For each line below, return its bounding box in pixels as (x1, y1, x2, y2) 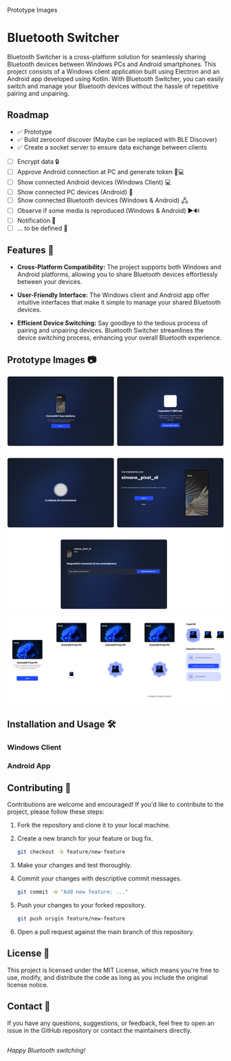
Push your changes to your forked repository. (16, 901, 146, 909)
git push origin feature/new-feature (16, 916, 126, 923)
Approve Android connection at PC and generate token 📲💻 (16, 167, 185, 176)
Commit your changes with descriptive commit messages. (16, 874, 182, 883)
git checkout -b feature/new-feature (16, 849, 126, 856)
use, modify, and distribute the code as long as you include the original (7, 973, 208, 981)
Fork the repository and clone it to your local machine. (16, 821, 170, 830)
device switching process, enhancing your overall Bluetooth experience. (16, 333, 222, 342)
